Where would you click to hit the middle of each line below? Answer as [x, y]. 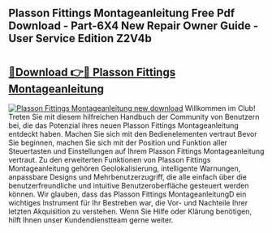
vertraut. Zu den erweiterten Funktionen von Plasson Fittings [110, 160]
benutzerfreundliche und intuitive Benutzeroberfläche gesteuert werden [129, 186]
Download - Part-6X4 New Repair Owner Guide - [133, 26]
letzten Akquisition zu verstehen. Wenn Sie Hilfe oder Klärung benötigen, [130, 211]
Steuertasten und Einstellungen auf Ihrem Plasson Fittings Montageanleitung [136, 151]
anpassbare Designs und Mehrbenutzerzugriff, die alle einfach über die [128, 177]
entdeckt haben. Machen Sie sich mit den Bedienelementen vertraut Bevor [133, 134]
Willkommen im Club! [220, 108]
